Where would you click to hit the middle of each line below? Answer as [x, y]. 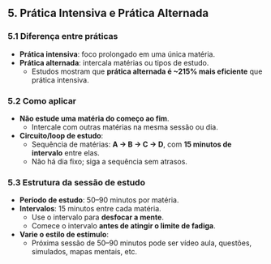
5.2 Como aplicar [42, 100]
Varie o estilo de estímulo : [64, 235]
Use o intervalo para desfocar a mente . [97, 217]
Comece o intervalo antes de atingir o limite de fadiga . [123, 226]
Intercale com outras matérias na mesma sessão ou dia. [125, 127]
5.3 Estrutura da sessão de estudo [76, 182]
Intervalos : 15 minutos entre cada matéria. [90, 209]
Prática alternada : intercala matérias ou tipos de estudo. [114, 62]
